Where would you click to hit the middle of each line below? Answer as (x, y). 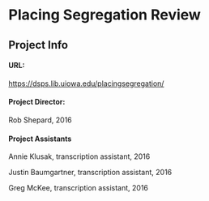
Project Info (38, 45)
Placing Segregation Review (104, 15)
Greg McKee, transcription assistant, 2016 (78, 188)
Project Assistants (40, 139)
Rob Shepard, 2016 (41, 120)
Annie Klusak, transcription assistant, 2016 (79, 156)
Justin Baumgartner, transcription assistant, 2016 (90, 173)
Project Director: (37, 102)
